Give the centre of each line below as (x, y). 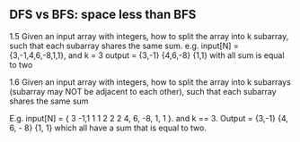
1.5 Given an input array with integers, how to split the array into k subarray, (149, 36)
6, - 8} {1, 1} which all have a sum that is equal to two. (108, 128)
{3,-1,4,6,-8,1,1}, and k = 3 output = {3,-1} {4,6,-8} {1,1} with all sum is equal (147, 55)
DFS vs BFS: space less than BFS (103, 15)
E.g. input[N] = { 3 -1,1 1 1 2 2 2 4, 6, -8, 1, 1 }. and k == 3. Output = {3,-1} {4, (149, 118)
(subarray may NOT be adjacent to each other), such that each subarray (143, 91)
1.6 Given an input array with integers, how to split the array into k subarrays (150, 82)
